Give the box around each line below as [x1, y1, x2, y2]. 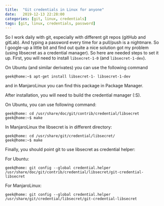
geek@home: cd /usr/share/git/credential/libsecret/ [5, 133, 115, 139]
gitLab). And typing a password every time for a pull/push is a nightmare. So [5, 40, 159, 46]
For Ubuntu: [5, 156, 29, 162]
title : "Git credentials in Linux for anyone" [5, 7, 105, 12]
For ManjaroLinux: [5, 182, 42, 189]
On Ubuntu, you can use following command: [5, 102, 97, 108]
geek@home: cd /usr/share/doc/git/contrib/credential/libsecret [5, 111, 139, 116]
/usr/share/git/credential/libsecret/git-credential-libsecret [5, 197, 137, 202]
